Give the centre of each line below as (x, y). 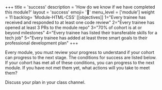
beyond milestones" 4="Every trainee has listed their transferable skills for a (81, 33)
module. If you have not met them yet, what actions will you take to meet (78, 68)
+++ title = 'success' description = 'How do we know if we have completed (80, 7)
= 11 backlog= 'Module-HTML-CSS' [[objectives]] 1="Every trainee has (75, 17)
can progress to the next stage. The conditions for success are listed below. (81, 57)
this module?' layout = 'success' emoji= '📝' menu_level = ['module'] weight (80, 12)
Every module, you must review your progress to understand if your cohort (80, 52)
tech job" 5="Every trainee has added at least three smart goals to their (76, 38)
